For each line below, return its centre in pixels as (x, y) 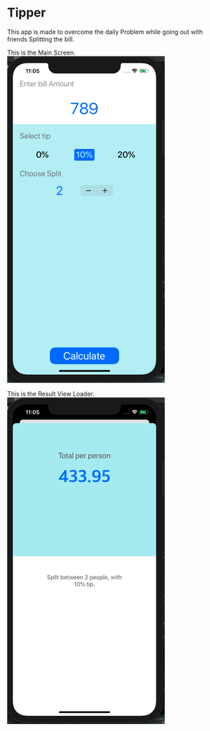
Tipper (27, 13)
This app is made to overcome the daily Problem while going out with (105, 32)
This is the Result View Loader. (51, 393)
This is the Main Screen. (41, 52)
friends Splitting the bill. (41, 39)
